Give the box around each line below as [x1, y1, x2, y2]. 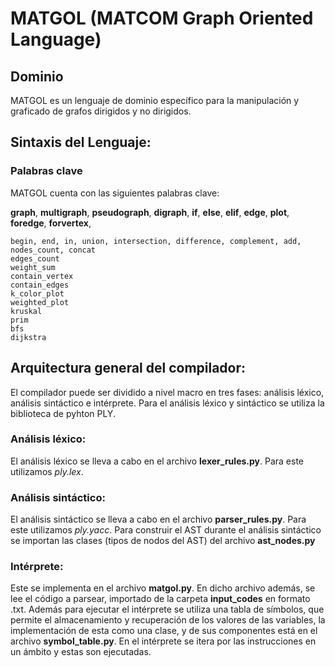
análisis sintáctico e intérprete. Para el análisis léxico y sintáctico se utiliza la [10, 397, 325, 409]
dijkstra [10, 332, 47, 342]
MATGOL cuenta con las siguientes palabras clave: [10, 187, 220, 199]
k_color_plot [10, 288, 65, 299]
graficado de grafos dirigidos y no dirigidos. [10, 105, 192, 117]
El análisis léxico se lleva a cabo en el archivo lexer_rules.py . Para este [10, 455, 304, 467]
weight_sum [10, 262, 56, 272]
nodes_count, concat [10, 245, 97, 255]
